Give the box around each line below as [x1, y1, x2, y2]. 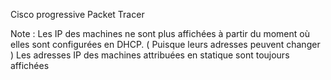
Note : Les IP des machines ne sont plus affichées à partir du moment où [10, 28, 310, 39]
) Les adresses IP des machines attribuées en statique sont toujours [10, 49, 290, 61]
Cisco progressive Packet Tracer [10, 9, 145, 20]
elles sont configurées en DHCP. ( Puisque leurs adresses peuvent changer [10, 39, 321, 50]
